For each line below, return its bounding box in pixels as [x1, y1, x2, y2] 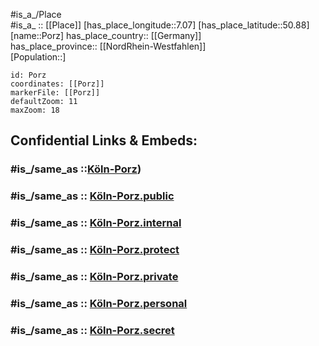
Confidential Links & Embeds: [10, 132, 198, 149]
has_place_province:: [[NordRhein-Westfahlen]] [10, 40, 207, 52]
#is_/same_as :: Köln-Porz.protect [10, 243, 180, 257]
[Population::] [10, 51, 67, 63]
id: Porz [10, 70, 47, 80]
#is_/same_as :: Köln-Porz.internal [10, 216, 182, 230]
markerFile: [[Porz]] [10, 88, 101, 98]
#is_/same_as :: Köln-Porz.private [10, 270, 179, 283]
